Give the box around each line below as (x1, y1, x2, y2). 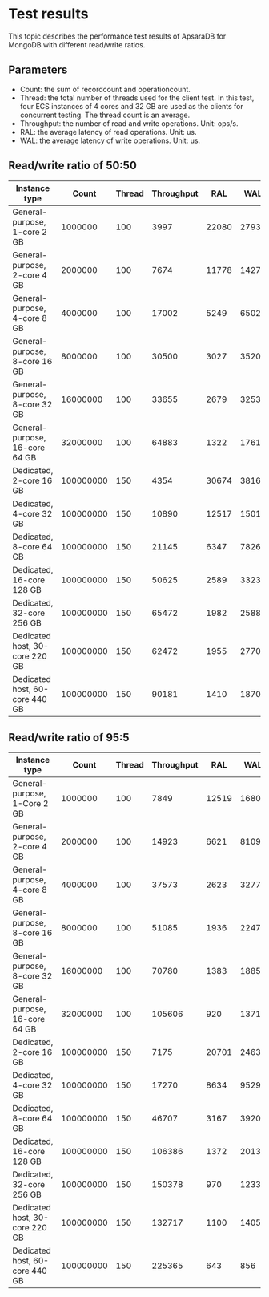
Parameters (8, 63, 68, 77)
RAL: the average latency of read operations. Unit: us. (19, 127, 198, 136)
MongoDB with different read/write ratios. (8, 39, 146, 49)
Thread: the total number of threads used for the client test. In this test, (19, 93, 255, 103)
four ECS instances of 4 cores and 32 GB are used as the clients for (19, 101, 243, 111)
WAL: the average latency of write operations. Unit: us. (19, 136, 201, 145)
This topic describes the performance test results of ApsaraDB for (8, 31, 227, 41)
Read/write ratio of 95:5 (8, 731, 130, 744)
